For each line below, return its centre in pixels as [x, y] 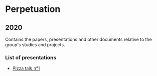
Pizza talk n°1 [26, 69]
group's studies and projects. [35, 45]
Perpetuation [33, 9]
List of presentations [31, 57]
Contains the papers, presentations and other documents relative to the [78, 39]
